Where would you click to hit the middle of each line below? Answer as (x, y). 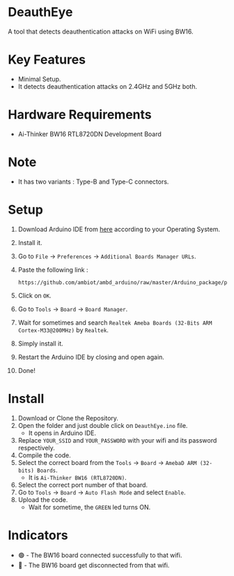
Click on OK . (34, 295)
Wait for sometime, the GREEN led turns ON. (89, 507)
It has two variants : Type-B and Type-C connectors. (93, 182)
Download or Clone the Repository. (68, 418)
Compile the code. (45, 455)
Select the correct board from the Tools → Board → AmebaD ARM (107, 462)
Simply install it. (40, 344)
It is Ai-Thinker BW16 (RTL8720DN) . (78, 477)
